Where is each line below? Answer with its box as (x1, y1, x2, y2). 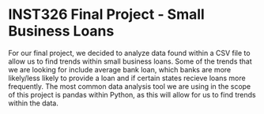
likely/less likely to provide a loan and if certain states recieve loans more (8, 73, 247, 83)
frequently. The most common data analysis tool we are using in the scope (8, 81, 251, 91)
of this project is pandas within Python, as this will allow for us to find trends (8, 90, 256, 99)
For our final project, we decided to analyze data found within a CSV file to (8, 48, 251, 57)
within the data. (8, 98, 59, 108)
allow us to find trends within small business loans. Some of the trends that (8, 57, 253, 66)
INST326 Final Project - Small (8, 6, 206, 24)
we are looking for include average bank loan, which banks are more (8, 64, 232, 74)
